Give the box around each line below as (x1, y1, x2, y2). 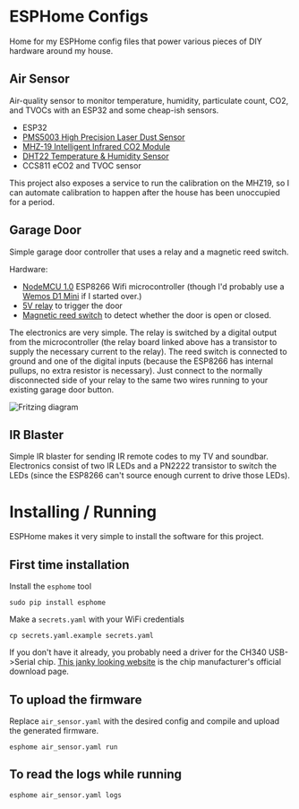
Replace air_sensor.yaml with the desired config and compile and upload (9, 715, 280, 727)
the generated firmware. (9, 725, 99, 736)
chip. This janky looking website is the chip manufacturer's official (37, 657, 282, 667)
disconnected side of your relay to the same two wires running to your (9, 374, 269, 385)
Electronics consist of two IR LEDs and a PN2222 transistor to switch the (9, 460, 278, 471)
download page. (9, 666, 70, 677)
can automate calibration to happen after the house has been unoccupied (9, 186, 280, 198)
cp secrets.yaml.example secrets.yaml (9, 632, 154, 641)
